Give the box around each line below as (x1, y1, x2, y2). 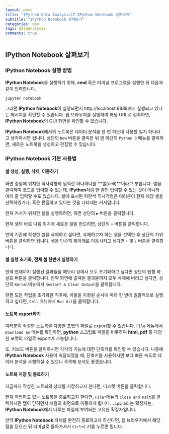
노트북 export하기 (5, 311, 41, 317)
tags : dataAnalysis (5, 26, 46, 31)
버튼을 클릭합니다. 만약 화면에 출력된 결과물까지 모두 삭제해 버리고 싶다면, (14, 275, 158, 281)
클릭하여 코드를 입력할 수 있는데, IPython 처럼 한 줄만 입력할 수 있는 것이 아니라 (5, 187, 160, 193)
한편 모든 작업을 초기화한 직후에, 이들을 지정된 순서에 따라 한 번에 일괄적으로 (5, 292, 154, 298)
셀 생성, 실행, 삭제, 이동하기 (5, 168, 58, 174)
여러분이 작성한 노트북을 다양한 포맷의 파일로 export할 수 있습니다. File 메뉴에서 (5, 323, 163, 329)
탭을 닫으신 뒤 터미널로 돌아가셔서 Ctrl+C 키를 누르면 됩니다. (5, 423, 123, 429)
